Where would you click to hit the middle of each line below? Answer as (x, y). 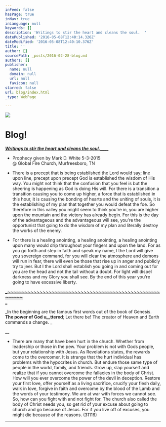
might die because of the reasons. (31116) (55, 415)
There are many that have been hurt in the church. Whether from (78, 342)
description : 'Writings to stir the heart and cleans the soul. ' (76, 33)
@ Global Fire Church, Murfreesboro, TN (54, 163)
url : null (20, 78)
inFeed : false (20, 10)
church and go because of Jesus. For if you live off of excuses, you (81, 410)
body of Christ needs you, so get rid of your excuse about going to (80, 404)
